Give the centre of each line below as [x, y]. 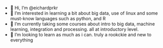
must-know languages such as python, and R [58, 18]
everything [22, 40]
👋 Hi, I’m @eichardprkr [34, 8]
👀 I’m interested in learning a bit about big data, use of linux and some [84, 13]
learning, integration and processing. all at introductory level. [74, 29]
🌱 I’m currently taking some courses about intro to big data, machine [83, 24]
